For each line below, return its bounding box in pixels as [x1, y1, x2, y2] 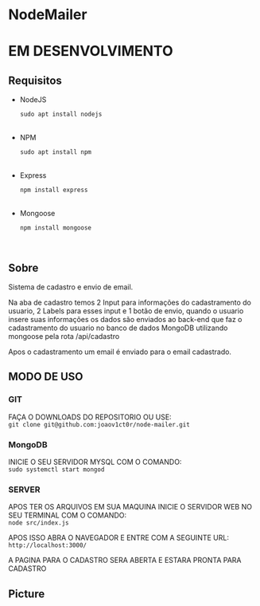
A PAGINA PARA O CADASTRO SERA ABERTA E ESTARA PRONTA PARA [8, 556, 242, 565]
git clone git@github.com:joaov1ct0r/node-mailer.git [8, 420, 191, 428]
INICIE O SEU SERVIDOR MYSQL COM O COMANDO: [8, 457, 182, 466]
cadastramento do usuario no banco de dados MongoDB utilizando [8, 323, 228, 333]
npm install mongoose [19, 224, 91, 232]
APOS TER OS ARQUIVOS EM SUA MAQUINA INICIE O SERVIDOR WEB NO [8, 502, 253, 512]
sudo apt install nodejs [19, 110, 103, 119]
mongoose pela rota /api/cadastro [8, 332, 120, 340]
